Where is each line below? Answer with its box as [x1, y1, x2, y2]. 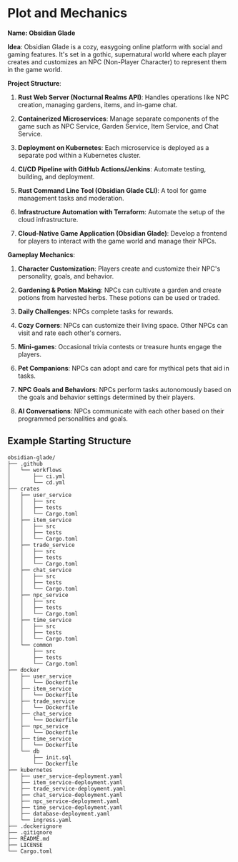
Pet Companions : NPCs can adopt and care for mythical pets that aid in [17, 364, 230, 372]
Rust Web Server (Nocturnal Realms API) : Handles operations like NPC [17, 93, 229, 101]
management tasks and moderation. [17, 194, 124, 202]
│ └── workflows [7, 466, 62, 473]
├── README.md [7, 835, 50, 842]
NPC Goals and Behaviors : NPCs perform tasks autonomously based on [17, 385, 232, 394]
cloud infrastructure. [17, 215, 79, 224]
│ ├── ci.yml [7, 473, 66, 480]
